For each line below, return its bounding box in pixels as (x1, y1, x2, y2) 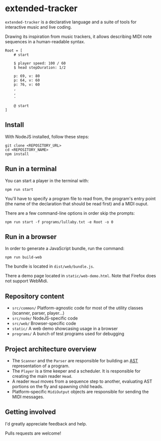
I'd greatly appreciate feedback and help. (5, 421, 87, 426)
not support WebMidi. (5, 278, 48, 284)
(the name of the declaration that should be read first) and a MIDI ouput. (5, 201, 149, 206)
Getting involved (5, 408, 56, 416)
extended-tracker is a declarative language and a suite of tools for (5, 19, 137, 25)
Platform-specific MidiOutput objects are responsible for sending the (12, 389, 149, 394)
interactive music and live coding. (5, 24, 72, 30)
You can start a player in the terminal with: (5, 178, 89, 184)
